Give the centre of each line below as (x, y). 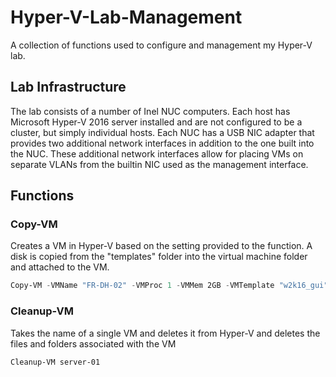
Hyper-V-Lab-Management (126, 17)
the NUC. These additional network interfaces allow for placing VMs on (157, 153)
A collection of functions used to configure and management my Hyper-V (161, 45)
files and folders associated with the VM (93, 343)
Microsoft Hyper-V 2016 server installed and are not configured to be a (156, 122)
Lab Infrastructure (68, 87)
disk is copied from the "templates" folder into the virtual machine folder (159, 257)
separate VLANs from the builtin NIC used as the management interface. (159, 164)
